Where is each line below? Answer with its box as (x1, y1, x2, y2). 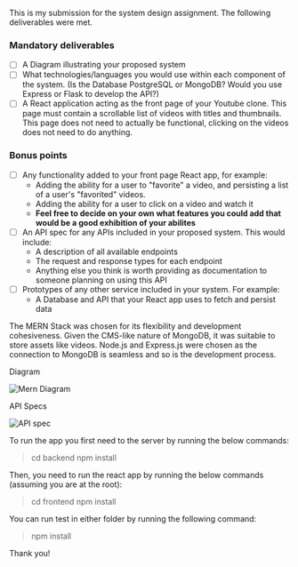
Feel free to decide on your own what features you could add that (35, 208, 282, 219)
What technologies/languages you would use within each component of (21, 69, 286, 80)
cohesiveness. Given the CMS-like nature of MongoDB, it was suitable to (9, 330, 276, 340)
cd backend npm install (30, 452, 117, 463)
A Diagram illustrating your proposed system (21, 60, 186, 70)
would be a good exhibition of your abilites (35, 217, 196, 228)
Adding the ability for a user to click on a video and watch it (35, 198, 254, 209)
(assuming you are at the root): (9, 479, 123, 490)
